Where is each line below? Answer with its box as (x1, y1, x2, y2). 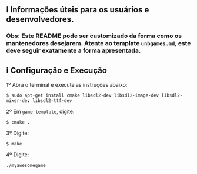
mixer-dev (6, 98, 31, 104)
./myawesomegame (6, 163, 46, 169)
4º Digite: (6, 151, 29, 158)
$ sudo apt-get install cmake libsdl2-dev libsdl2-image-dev (6, 93, 159, 98)
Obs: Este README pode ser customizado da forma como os (6, 32, 182, 40)
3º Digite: (6, 129, 29, 137)
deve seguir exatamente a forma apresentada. (6, 46, 141, 54)
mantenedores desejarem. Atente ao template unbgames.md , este (6, 39, 191, 47)
